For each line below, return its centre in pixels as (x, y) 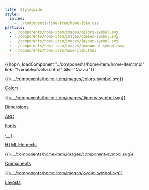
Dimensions (17, 107)
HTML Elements (21, 144)
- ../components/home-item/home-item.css (56, 23)
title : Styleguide (24, 9)
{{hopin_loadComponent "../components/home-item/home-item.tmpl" (75, 64)
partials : (15, 28)
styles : (13, 14)
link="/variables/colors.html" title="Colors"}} (50, 69)
